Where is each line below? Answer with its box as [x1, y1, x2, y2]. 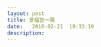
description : [7, 29, 45, 37]
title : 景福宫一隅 [7, 17, 55, 23]
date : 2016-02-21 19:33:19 [7, 23, 95, 30]
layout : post [7, 10, 45, 17]
